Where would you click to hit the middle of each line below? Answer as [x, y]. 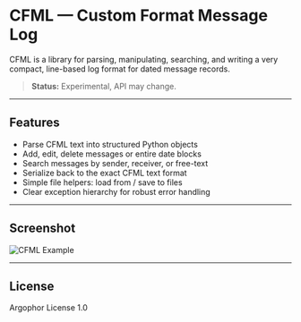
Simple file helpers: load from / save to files [102, 182]
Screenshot [43, 229]
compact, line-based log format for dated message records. [120, 69]
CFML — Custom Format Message [139, 16]
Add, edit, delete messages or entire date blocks [112, 154]
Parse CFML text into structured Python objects [110, 144]
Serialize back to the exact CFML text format [104, 173]
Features [34, 123]
